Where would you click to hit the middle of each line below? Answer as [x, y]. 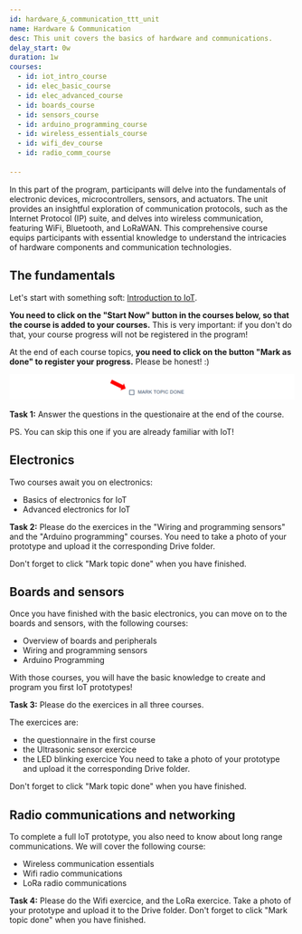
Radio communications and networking [123, 815]
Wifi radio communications [72, 873]
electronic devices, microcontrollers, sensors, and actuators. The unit [139, 198]
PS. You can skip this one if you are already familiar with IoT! [122, 431]
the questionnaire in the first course [89, 740]
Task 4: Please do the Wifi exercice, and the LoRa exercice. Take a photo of [151, 900]
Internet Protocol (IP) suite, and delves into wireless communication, [137, 218]
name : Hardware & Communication [70, 29]
